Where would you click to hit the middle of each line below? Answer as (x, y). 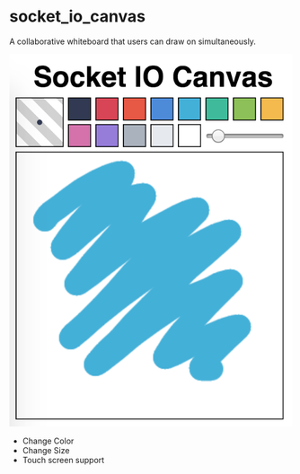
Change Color (48, 441)
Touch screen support (63, 460)
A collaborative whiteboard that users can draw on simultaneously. (132, 41)
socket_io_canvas (78, 17)
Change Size (46, 450)
